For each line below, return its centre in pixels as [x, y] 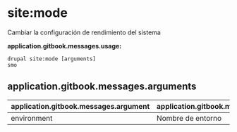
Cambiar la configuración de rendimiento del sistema [84, 32]
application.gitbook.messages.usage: [65, 46]
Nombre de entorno [189, 118]
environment [32, 118]
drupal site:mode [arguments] [52, 59]
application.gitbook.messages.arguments [102, 87]
